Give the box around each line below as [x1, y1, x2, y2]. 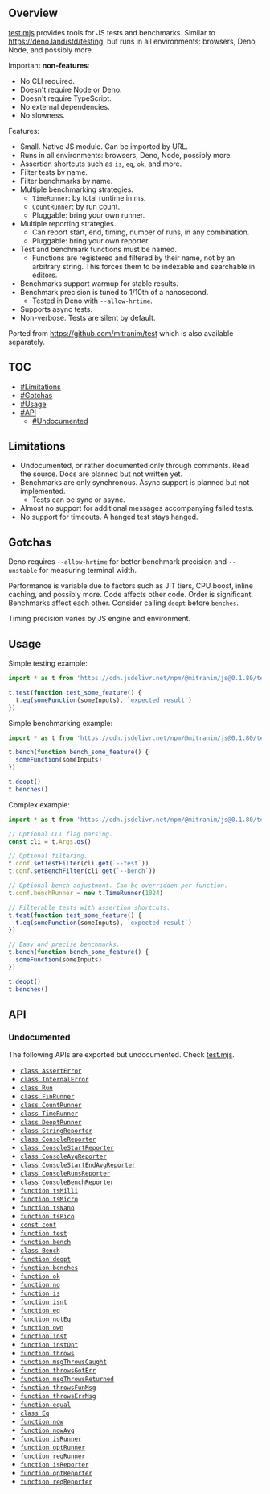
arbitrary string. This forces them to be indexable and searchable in [31, 261, 256, 271]
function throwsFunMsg [19, 1384, 96, 1392]
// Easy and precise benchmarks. [8, 940, 121, 949]
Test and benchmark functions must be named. [19, 244, 177, 254]
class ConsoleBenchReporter [19, 1178, 114, 1187]
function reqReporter [19, 1478, 92, 1486]
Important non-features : [8, 60, 90, 70]
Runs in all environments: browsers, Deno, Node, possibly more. [19, 150, 233, 160]
